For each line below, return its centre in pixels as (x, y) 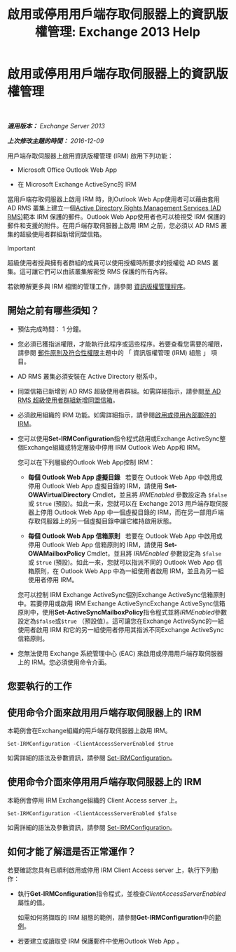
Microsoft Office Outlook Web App (67, 170)
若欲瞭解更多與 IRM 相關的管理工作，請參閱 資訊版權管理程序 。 (98, 286)
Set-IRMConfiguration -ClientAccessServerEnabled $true (90, 744)
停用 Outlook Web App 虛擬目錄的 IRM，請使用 (95, 485)
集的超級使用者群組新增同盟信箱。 (56, 234)
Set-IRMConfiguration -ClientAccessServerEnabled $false (92, 813)
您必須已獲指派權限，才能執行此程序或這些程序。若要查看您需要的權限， (122, 344)
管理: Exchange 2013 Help (124, 32)
